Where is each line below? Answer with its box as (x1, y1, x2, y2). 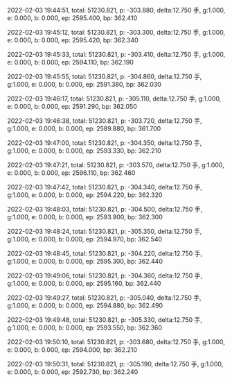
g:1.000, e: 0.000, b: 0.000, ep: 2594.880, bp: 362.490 (7, 301, 163, 309)
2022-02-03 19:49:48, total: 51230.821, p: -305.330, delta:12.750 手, (7, 316, 203, 324)
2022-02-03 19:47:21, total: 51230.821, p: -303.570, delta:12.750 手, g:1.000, (7, 161, 225, 169)
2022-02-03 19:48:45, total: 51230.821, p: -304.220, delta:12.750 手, (7, 249, 203, 257)
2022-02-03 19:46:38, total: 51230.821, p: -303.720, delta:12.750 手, (7, 117, 202, 125)
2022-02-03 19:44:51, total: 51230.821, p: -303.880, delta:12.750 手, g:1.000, (7, 6, 226, 14)
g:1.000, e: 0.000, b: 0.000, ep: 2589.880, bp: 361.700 (7, 124, 161, 133)
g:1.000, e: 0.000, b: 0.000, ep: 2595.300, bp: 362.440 (7, 257, 163, 265)
